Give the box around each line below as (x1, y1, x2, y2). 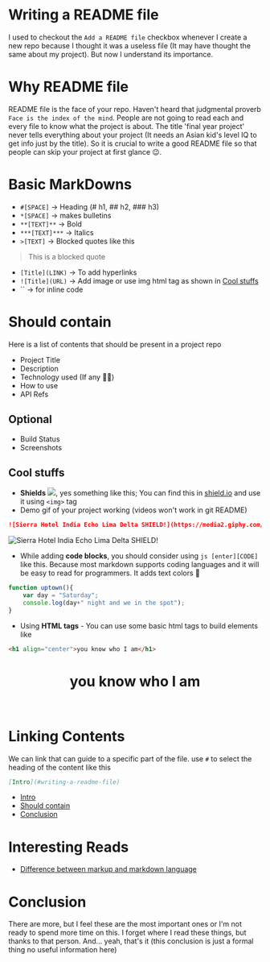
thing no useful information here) (8, 945, 117, 955)
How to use (19, 380, 59, 390)
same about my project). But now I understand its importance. (8, 49, 214, 59)
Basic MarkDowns (8, 176, 133, 194)
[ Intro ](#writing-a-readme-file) (8, 777, 121, 786)
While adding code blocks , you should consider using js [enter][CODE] (19, 551, 259, 561)
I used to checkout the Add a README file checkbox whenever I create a (8, 32, 247, 42)
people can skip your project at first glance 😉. (8, 147, 162, 156)
